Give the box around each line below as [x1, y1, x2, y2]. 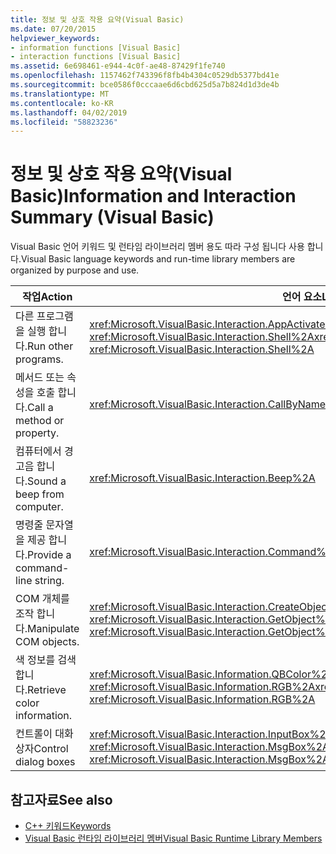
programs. [15, 352, 64, 366]
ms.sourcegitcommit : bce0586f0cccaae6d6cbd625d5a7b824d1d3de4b [10, 80, 280, 90]
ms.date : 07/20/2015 [10, 24, 97, 34]
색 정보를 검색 [15, 653, 77, 667]
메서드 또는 [15, 371, 65, 385]
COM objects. [15, 635, 80, 649]
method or [15, 414, 65, 428]
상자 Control [15, 742, 69, 756]
